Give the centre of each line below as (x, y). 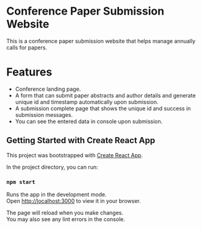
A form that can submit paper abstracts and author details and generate (106, 95)
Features (29, 72)
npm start (21, 182)
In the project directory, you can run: (52, 167)
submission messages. (44, 114)
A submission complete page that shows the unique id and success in (103, 108)
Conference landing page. (48, 89)
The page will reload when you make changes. (65, 213)
